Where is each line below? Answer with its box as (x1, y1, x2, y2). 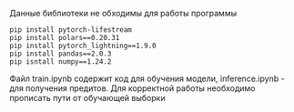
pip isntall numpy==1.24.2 (9, 57, 112, 66)
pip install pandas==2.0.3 (9, 49, 112, 58)
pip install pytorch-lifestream (9, 25, 132, 35)
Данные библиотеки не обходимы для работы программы (9, 8, 238, 18)
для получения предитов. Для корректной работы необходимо (9, 83, 256, 94)
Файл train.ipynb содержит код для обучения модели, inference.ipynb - (9, 73, 285, 84)
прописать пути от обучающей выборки (9, 93, 166, 103)
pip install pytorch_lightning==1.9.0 (9, 41, 157, 50)
